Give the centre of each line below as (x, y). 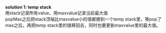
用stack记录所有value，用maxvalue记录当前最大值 (57, 13)
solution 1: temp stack (28, 7)
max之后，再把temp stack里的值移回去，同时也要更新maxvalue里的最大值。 (83, 25)
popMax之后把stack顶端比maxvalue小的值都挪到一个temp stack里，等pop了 (83, 19)
